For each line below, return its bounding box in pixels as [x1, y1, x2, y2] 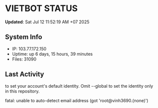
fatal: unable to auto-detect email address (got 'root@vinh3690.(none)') [5, 97, 149, 103]
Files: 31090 [12, 56, 37, 62]
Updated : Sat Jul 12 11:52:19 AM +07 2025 [5, 19, 90, 25]
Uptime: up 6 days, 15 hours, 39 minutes [12, 51, 93, 57]
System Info [5, 33, 43, 41]
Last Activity [5, 70, 45, 78]
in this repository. [5, 88, 40, 94]
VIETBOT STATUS [5, 3, 78, 14]
